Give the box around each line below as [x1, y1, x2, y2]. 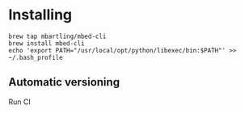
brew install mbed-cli [8, 39, 85, 48]
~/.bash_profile [8, 53, 63, 61]
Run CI [8, 97, 31, 107]
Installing [8, 6, 73, 24]
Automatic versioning [8, 75, 120, 90]
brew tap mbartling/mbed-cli [8, 32, 107, 40]
